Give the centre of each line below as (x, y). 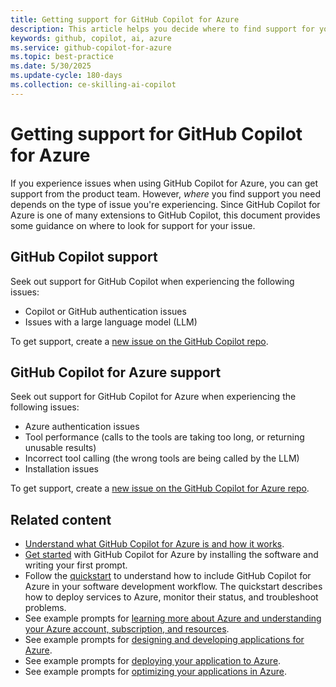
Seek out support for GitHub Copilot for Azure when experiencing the (153, 397)
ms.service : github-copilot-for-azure (91, 47)
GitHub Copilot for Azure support (116, 372)
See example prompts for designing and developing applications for (164, 640)
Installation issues (61, 469)
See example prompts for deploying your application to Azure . (153, 661)
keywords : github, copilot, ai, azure (91, 38)
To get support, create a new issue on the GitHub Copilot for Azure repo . (160, 488)
